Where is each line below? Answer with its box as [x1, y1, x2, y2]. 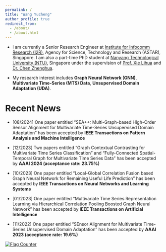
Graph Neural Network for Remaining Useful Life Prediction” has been [12, 175, 155, 181]
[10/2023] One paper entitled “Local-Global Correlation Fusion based [12, 170, 154, 176]
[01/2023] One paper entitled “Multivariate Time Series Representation [12, 195, 157, 201]
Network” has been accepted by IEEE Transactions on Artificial [12, 206, 144, 212]
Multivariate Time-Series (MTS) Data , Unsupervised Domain [12, 80, 140, 86]
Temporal [12, 155, 32, 161]
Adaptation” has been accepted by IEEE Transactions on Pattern [12, 130, 145, 136]
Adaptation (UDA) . [12, 85, 51, 91]
